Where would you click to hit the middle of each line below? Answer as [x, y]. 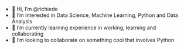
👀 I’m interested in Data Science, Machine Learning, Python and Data [95, 15]
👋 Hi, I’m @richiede [35, 9]
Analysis [22, 21]
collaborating [28, 34]
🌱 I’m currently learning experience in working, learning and [84, 27]
